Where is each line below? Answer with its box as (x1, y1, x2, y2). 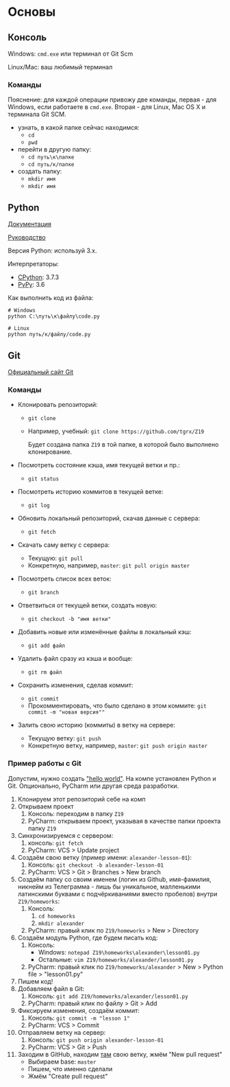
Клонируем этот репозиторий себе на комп (17, 795, 146, 803)
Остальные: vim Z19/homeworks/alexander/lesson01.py (38, 955, 194, 963)
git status (27, 476, 60, 482)
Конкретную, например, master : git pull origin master (27, 561, 190, 570)
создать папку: (17, 167, 62, 176)
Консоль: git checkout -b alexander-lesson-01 (27, 861, 164, 869)
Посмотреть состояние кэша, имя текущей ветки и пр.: (17, 461, 181, 469)
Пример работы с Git (8, 759, 81, 769)
